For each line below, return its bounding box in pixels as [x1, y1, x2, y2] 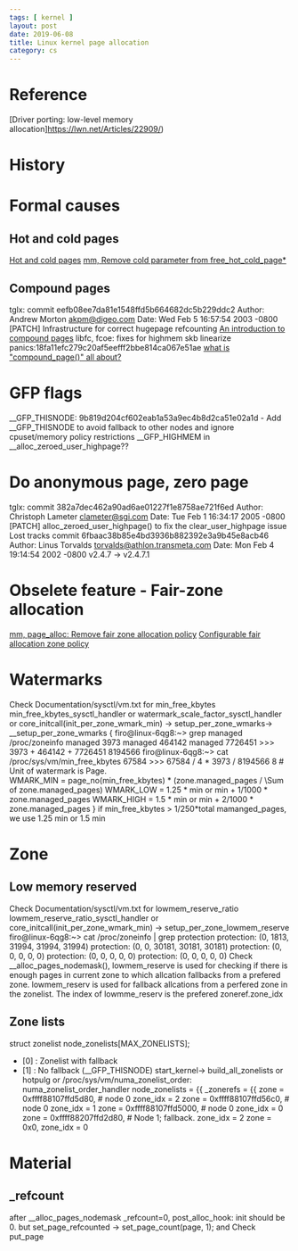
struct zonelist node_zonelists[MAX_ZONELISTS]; [9, 1038, 190, 1048]
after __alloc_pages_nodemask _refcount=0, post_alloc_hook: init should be [9, 1212, 286, 1222]
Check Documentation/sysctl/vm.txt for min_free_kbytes [9, 699, 216, 709]
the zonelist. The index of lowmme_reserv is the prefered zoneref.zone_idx [9, 988, 284, 999]
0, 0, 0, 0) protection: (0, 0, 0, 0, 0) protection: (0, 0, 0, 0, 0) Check [9, 950, 254, 961]
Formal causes [9, 195, 120, 216]
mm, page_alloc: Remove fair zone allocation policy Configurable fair [9, 628, 261, 639]
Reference [9, 85, 87, 105]
